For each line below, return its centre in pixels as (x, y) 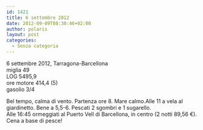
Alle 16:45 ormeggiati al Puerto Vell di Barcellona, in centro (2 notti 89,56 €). (101, 114)
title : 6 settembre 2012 (38, 18)
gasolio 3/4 (21, 89)
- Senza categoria (35, 46)
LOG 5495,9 (22, 76)
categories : (21, 40)
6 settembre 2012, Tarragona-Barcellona (57, 63)
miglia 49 (18, 70)
